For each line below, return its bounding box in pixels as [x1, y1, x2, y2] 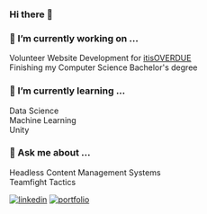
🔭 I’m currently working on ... [9, 31, 139, 44]
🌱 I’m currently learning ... [9, 85, 126, 97]
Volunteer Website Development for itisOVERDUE [9, 53, 192, 64]
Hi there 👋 [9, 8, 54, 21]
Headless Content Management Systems [9, 166, 161, 178]
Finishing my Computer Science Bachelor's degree [9, 62, 198, 73]
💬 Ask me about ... [9, 147, 91, 159]
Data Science [9, 105, 59, 116]
